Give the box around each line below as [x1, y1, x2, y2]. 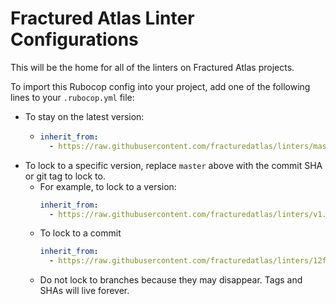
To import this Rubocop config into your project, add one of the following [10, 80, 311, 92]
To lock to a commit [39, 227, 122, 239]
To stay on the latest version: [24, 110, 145, 122]
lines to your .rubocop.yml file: [10, 91, 135, 103]
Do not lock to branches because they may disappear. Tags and [39, 274, 303, 286]
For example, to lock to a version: [39, 180, 177, 192]
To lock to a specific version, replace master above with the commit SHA [24, 159, 323, 171]
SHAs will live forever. [39, 285, 130, 297]
